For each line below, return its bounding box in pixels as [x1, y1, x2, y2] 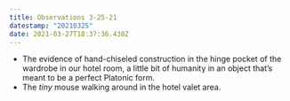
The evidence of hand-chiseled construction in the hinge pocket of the [21, 54, 282, 65]
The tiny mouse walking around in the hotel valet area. [21, 82, 222, 93]
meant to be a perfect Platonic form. [21, 73, 156, 83]
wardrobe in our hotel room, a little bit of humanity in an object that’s [21, 63, 273, 74]
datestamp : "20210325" [9, 21, 93, 30]
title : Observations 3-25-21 [9, 12, 117, 22]
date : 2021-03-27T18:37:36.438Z [9, 29, 129, 38]
